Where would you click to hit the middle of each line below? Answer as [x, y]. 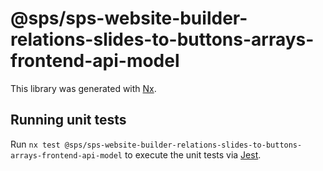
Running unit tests [68, 120]
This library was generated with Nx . [83, 88]
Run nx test [35, 144]
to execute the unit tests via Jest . [193, 154]
